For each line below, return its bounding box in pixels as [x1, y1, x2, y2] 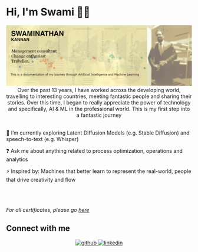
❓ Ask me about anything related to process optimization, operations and [6, 147, 183, 154]
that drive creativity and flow [6, 176, 76, 183]
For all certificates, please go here [6, 206, 90, 213]
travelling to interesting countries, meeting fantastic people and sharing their [6, 93, 192, 100]
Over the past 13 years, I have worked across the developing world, [17, 86, 181, 93]
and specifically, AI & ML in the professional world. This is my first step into [8, 105, 190, 112]
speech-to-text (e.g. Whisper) [6, 135, 79, 142]
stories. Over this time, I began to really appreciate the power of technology [7, 99, 191, 106]
